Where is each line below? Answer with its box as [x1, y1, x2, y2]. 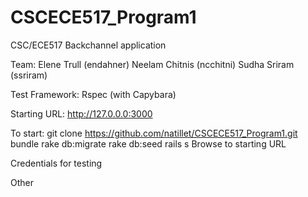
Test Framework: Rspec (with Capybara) [10, 88, 177, 100]
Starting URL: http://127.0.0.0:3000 [10, 107, 153, 120]
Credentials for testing [10, 157, 103, 169]
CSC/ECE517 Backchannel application [10, 39, 167, 51]
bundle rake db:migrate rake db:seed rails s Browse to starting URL [10, 137, 287, 150]
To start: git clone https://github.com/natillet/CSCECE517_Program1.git [10, 127, 298, 139]
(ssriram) [10, 69, 48, 81]
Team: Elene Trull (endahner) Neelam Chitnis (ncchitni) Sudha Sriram [10, 58, 295, 70]
